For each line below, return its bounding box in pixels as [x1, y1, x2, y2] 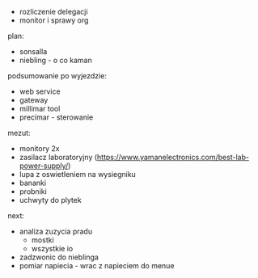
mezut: [7, 128, 31, 137]
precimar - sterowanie [19, 112, 94, 122]
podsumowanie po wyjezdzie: [7, 71, 107, 80]
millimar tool [19, 104, 61, 113]
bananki [19, 178, 46, 187]
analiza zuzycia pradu [19, 226, 93, 236]
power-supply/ [19, 161, 69, 171]
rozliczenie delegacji [19, 7, 88, 16]
